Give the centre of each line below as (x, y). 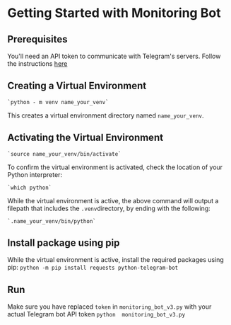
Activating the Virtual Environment (85, 138)
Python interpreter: (35, 174)
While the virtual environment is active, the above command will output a (113, 200)
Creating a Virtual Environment (77, 86)
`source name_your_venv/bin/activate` (64, 154)
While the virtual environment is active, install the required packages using (115, 260)
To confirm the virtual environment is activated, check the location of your (115, 167)
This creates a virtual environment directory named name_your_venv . (106, 115)
